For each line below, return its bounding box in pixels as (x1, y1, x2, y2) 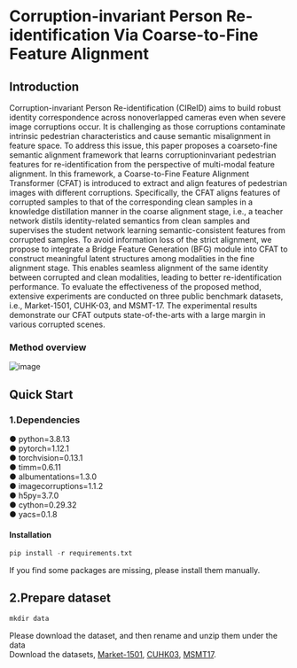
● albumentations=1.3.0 (9, 471, 98, 482)
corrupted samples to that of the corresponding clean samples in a (9, 197, 254, 207)
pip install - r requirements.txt (9, 549, 133, 558)
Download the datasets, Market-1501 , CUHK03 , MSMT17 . (9, 649, 217, 659)
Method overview (9, 341, 87, 353)
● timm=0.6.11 (9, 462, 62, 472)
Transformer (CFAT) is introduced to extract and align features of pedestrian (9, 178, 288, 188)
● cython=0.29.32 (9, 499, 77, 510)
